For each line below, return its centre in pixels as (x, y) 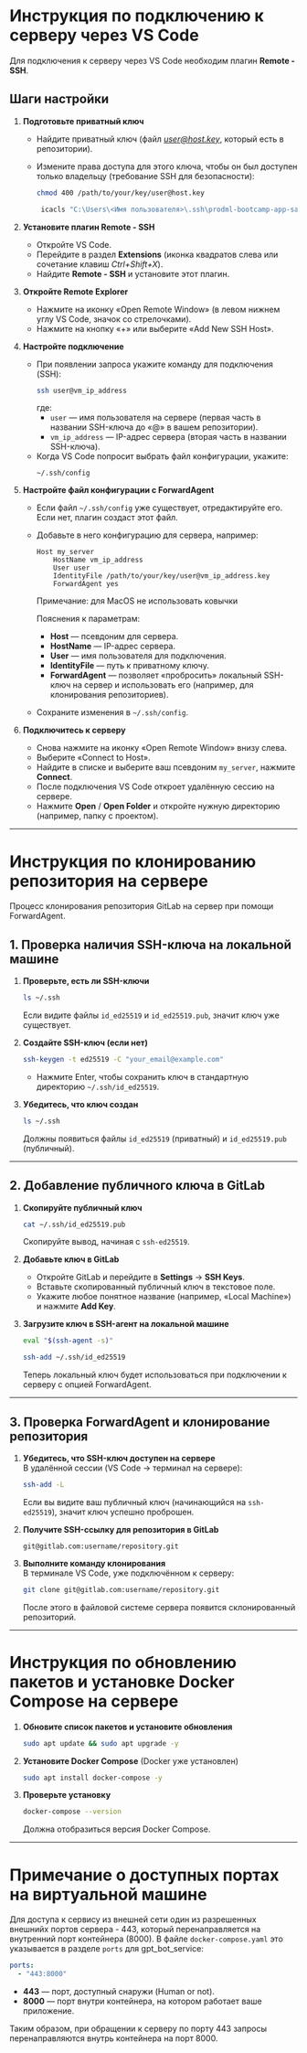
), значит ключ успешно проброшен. (123, 1512)
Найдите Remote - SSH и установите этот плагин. (133, 273)
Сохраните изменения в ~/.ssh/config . (112, 712)
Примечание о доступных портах (144, 1875)
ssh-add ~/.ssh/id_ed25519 (74, 1358)
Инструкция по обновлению (123, 1662)
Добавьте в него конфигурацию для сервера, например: (147, 535)
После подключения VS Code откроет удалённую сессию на (155, 786)
